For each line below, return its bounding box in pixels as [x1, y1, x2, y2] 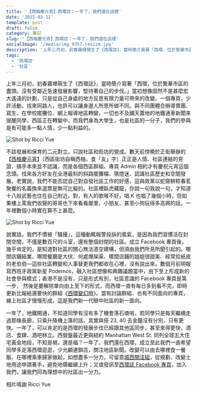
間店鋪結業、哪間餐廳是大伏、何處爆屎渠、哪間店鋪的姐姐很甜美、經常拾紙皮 [6, 253, 191, 260]
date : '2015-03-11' [6, 14, 54, 20]
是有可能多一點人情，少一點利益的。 [6, 124, 94, 131]
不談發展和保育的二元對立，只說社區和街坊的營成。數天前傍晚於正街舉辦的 [6, 148, 186, 155]
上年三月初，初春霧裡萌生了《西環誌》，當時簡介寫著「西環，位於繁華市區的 [6, 80, 189, 87]
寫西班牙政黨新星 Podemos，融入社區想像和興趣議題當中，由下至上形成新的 [6, 268, 189, 275]
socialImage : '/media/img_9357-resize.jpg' [6, 42, 114, 48]
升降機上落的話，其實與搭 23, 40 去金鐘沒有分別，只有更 [46, 317, 184, 324]
